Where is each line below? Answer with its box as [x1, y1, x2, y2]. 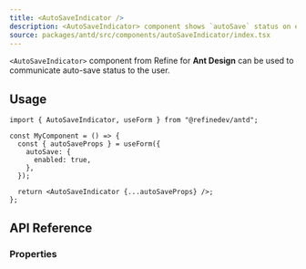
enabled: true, [33, 156, 92, 165]
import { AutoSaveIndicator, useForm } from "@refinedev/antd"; [9, 116, 259, 125]
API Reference [9, 220, 93, 235]
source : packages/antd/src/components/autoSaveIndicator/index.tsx [9, 30, 271, 39]
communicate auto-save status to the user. [9, 65, 170, 76]
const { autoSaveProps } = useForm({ [17, 140, 161, 149]
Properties [9, 247, 57, 260]
